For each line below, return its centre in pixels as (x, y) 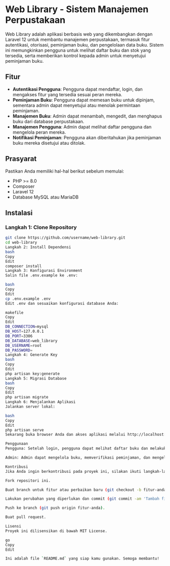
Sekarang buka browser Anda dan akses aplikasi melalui (65, 435)
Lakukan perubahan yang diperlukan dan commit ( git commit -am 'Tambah (82, 499)
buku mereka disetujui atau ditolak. (49, 143)
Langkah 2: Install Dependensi (38, 247)
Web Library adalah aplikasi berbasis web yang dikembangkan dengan (79, 34)
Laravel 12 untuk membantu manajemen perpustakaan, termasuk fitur (78, 39)
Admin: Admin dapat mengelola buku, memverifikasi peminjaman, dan (78, 458)
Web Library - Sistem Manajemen (77, 9)
